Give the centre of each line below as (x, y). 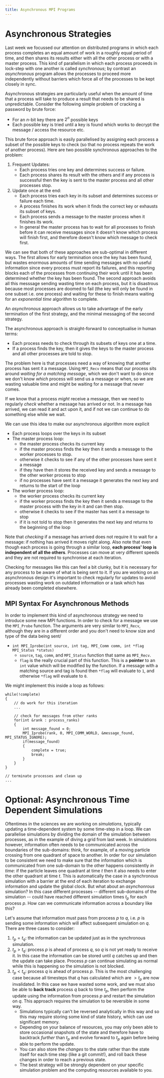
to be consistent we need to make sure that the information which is (73, 860)
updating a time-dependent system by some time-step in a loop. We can (78, 829)
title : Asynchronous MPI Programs (40, 10)
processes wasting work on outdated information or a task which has (75, 583)
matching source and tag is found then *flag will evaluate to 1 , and (87, 671)
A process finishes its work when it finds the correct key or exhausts (89, 206)
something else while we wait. (35, 415)
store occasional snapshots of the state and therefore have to (82, 1032)
